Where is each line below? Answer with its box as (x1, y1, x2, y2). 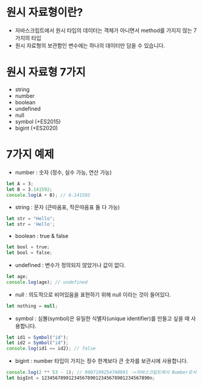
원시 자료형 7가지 (6, 65, 86, 79)
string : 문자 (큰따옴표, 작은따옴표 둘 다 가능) (14, 203, 120, 211)
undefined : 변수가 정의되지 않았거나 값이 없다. (14, 261, 126, 268)
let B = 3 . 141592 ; (6, 186, 53, 193)
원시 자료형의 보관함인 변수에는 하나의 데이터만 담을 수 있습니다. (14, 42, 165, 49)
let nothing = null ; (6, 303, 59, 309)
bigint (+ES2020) (14, 124, 59, 131)
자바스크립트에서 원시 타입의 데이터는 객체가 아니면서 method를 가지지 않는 (14, 27, 192, 34)
